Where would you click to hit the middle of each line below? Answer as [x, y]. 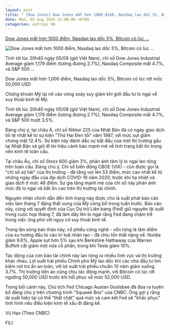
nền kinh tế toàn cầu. [27, 152]
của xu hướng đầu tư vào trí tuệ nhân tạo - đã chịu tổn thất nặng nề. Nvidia [83, 235]
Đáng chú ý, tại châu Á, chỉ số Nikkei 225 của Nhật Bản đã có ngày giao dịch [85, 130]
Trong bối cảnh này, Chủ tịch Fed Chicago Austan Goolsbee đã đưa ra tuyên [84, 287]
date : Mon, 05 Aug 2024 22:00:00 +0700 [47, 19]
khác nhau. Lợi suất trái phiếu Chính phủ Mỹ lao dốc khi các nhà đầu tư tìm [83, 261]
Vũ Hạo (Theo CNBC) [28, 313]
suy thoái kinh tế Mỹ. [27, 100]
